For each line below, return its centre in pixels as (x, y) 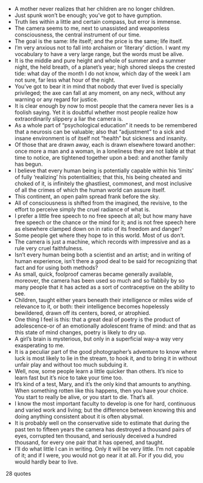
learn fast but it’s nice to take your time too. (69, 378)
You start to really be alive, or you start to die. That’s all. (84, 397)
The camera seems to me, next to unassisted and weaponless (92, 28)
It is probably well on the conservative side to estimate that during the (102, 423)
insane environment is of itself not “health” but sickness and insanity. (101, 138)
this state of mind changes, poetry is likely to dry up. (80, 332)
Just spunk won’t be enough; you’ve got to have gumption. (88, 15)
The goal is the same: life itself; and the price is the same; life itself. (99, 41)
